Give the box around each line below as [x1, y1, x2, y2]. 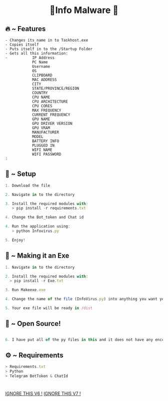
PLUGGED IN [31, 143, 55, 148]
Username [31, 64, 50, 69]
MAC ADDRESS [31, 77, 57, 82]
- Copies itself [5, 42, 39, 47]
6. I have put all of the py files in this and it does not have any [5, 337, 153, 342]
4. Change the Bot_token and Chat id [5, 215, 84, 220]
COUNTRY [31, 90, 48, 95]
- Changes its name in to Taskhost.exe [5, 38, 88, 43]
